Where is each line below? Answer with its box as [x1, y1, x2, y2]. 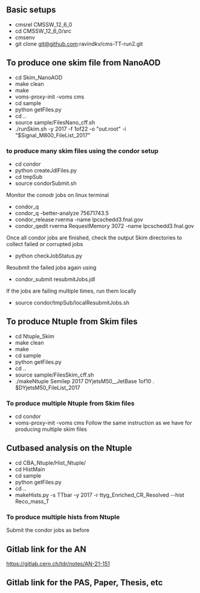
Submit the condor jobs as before [6, 527, 89, 534]
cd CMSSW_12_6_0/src [15, 27, 71, 34]
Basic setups [6, 5, 56, 15]
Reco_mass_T [15, 497, 50, 505]
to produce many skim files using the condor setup [6, 146, 159, 155]
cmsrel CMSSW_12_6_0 [15, 21, 73, 28]
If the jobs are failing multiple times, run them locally [6, 287, 137, 294]
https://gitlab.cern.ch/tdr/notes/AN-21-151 [6, 560, 110, 567]
